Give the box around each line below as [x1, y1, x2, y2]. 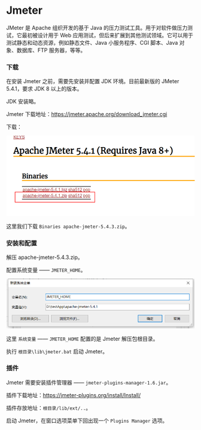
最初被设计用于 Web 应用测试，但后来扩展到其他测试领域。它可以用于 [22, 31, 193, 39]
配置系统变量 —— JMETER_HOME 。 [6, 266, 86, 273]
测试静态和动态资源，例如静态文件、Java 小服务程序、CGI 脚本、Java [6, 39, 178, 46]
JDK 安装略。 [6, 98, 39, 105]
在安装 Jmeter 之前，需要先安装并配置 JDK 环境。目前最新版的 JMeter [6, 78, 179, 85]
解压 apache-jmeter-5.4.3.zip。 [6, 254, 84, 261]
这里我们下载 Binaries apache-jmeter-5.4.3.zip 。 [6, 222, 130, 230]
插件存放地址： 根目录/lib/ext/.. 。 [6, 404, 92, 411]
